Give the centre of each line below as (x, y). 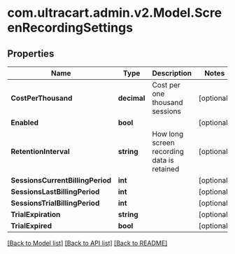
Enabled (25, 122)
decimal (131, 98)
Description (172, 73)
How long (168, 134)
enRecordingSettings (70, 28)
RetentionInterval (40, 151)
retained (166, 169)
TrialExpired (31, 226)
